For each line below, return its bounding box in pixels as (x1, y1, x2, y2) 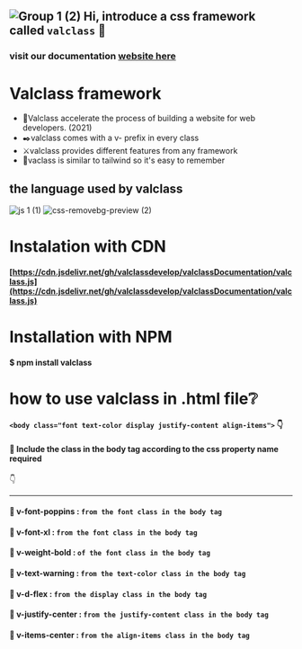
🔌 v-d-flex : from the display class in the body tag (9, 588, 208, 599)
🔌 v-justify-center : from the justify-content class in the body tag (9, 609, 270, 620)
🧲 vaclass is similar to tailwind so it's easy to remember (22, 155, 226, 166)
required (9, 453, 42, 464)
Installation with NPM (9, 327, 173, 347)
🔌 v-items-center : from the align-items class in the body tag (9, 629, 250, 640)
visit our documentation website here (9, 50, 177, 63)
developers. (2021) (22, 122, 93, 133)
